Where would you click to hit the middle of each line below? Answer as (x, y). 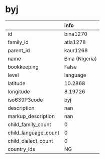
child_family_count (29, 124)
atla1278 (75, 42)
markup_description (31, 116)
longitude (19, 91)
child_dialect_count (30, 141)
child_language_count (33, 133)
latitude (17, 83)
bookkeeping (23, 67)
